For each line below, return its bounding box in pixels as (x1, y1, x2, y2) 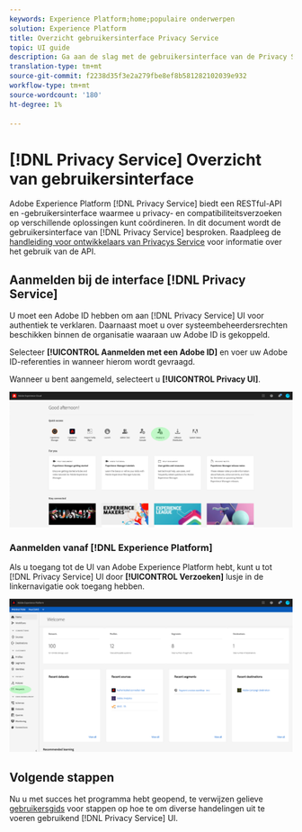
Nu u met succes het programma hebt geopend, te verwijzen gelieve (9, 793, 263, 805)
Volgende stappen (9, 770, 115, 785)
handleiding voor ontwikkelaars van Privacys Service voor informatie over (9, 237, 282, 248)
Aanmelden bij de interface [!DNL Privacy (9, 272, 246, 287)
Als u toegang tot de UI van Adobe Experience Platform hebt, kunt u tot (9, 562, 272, 573)
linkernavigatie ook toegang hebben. (9, 581, 146, 592)
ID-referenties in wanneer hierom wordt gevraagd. (9, 357, 196, 367)
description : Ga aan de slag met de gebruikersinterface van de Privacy (9, 52, 288, 62)
